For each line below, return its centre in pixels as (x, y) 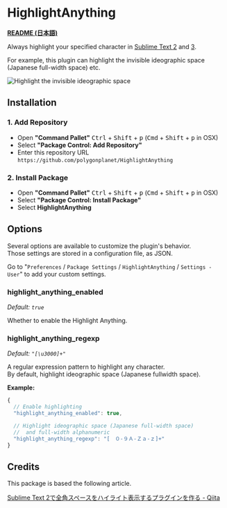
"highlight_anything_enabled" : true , (68, 414)
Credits (24, 467)
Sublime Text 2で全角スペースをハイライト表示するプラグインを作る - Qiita (114, 498)
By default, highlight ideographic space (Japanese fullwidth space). (104, 374)
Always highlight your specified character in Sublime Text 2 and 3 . (102, 46)
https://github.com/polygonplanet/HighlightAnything (95, 160)
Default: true (26, 307)
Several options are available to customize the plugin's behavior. (99, 246)
